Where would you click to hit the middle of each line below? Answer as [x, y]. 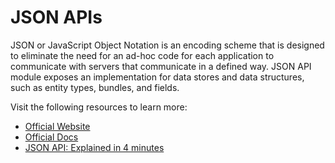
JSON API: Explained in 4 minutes [94, 147]
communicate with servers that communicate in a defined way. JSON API [161, 66]
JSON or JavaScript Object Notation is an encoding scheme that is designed [167, 45]
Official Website [57, 126]
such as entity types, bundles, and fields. [95, 87]
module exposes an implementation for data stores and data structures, [157, 77]
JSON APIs [56, 17]
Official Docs [51, 137]
